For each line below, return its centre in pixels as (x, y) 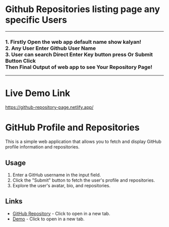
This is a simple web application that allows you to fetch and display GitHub (83, 141)
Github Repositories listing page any (82, 9)
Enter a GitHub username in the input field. (57, 175)
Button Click (21, 60)
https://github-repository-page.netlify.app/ (50, 107)
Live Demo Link (38, 93)
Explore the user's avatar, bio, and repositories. (61, 185)
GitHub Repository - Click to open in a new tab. (61, 213)
